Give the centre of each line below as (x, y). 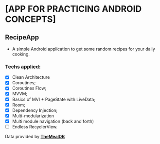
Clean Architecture (31, 77)
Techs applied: (23, 67)
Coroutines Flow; (29, 88)
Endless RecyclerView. (35, 126)
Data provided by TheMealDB (35, 136)
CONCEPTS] (30, 19)
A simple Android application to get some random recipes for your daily (84, 49)
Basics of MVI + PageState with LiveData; (54, 99)
